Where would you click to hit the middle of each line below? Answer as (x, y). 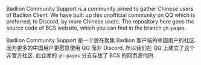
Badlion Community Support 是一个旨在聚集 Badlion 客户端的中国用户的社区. (101, 40)
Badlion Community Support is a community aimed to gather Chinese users (100, 9)
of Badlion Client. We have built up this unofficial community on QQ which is (101, 15)
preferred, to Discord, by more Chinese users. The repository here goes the (100, 21)
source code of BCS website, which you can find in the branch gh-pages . (96, 28)
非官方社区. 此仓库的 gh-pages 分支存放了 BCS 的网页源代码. (81, 55)
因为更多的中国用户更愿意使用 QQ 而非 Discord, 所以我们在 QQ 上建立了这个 (101, 48)
